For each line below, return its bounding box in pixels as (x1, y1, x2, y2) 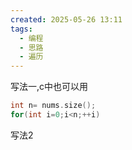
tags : (10, 24, 33, 34)
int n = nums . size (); (10, 101, 97, 111)
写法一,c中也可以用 (10, 81, 89, 93)
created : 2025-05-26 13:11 (10, 14, 123, 25)
